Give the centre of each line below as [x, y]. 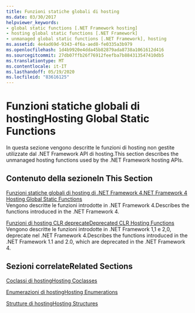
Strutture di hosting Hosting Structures [52, 303]
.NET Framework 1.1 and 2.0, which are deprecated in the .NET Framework [96, 241]
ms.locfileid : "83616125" [38, 77]
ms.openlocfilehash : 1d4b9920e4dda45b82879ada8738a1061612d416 [85, 50]
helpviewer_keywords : [33, 22]
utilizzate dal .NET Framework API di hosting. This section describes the [93, 154]
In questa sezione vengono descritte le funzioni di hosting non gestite [90, 148]
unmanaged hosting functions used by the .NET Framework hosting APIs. [95, 160]
